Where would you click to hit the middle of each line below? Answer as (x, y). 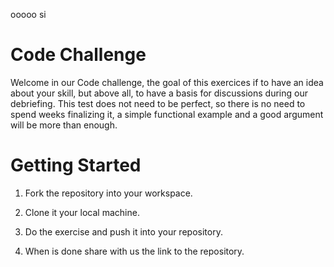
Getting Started (76, 165)
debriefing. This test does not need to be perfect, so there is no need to (158, 103)
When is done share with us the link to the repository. (134, 251)
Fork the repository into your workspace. (108, 193)
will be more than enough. (64, 125)
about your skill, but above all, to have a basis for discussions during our (159, 93)
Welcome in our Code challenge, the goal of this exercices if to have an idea (167, 82)
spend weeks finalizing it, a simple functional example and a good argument (167, 114)
